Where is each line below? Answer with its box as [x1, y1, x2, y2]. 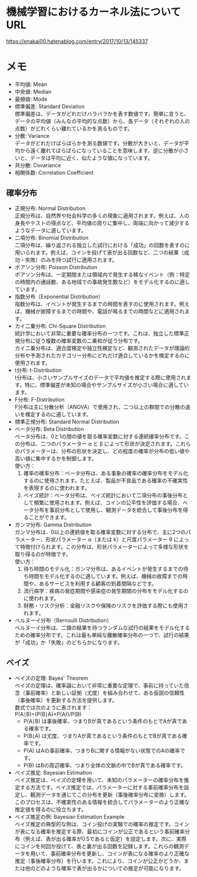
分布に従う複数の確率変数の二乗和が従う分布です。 [19, 337, 143, 344]
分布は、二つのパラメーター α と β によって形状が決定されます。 [19, 440, 176, 447]
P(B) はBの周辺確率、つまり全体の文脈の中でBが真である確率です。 [23, 762, 186, 769]
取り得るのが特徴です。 [14, 550, 72, 557]
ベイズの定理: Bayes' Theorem [14, 675, 88, 682]
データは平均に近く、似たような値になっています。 [30, 154, 153, 161]
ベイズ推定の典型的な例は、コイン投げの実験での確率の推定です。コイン [14, 820, 189, 828]
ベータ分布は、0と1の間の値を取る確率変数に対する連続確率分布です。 [14, 433, 185, 440]
